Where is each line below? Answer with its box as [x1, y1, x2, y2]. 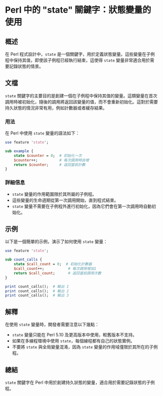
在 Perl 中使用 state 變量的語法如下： [5, 130, 80, 136]
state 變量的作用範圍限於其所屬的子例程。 [12, 191, 97, 197]
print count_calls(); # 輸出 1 [5, 284, 69, 289]
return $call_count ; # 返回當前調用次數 [14, 271, 102, 275]
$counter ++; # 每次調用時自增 [14, 157, 89, 163]
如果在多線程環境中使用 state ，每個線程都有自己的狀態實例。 [12, 338, 135, 344]
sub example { [5, 149, 34, 154]
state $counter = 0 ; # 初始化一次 [14, 153, 82, 158]
